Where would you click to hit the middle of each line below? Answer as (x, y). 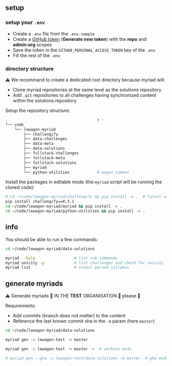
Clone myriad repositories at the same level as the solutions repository (87, 90)
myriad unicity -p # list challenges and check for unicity (84, 263)
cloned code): (20, 187)
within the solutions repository (45, 100)
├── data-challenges (46, 139)
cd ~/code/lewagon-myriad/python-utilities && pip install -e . (75, 211)
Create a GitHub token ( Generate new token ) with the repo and (80, 39)
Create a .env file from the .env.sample (53, 34)
